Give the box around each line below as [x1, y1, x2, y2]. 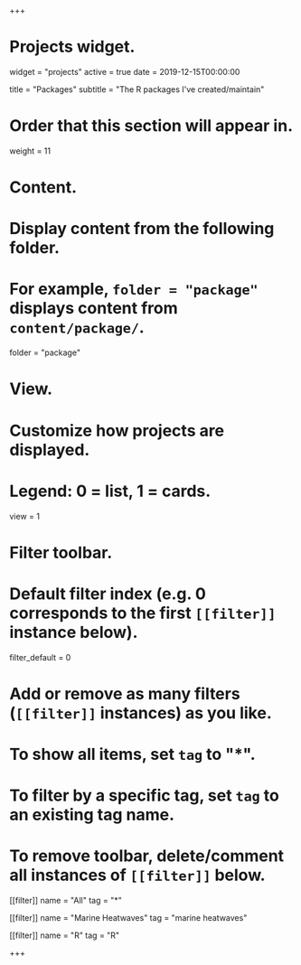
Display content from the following [9, 219, 275, 239]
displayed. [9, 439, 90, 460]
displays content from [9, 298, 178, 319]
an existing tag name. [9, 805, 174, 825]
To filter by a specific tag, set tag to [9, 785, 280, 806]
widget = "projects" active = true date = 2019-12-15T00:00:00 [9, 66, 240, 77]
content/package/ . [9, 317, 145, 338]
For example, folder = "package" [9, 279, 259, 299]
